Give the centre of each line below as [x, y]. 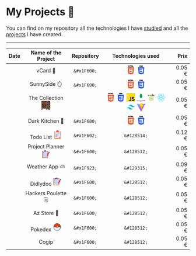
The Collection [46, 98]
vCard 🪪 [46, 71]
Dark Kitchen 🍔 [46, 121]
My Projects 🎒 [40, 12]
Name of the [46, 53]
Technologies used [136, 56]
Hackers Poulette [46, 193]
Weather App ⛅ [46, 167]
